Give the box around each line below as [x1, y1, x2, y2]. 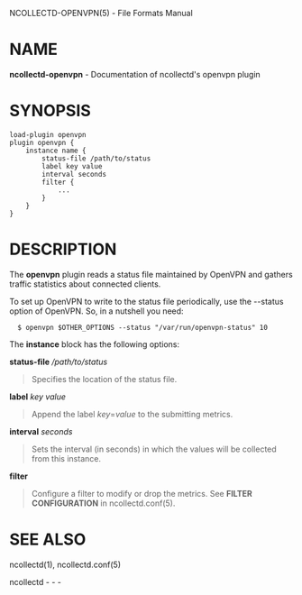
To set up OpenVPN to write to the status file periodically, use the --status [9, 296, 284, 307]
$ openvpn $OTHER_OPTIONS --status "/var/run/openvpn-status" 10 [17, 323, 269, 332]
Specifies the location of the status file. [31, 373, 178, 384]
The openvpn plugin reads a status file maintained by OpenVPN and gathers [9, 269, 293, 279]
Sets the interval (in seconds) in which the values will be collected [31, 444, 277, 454]
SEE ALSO [9, 529, 87, 549]
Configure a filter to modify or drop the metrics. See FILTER [31, 488, 252, 499]
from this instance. [31, 453, 102, 463]
